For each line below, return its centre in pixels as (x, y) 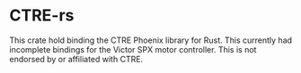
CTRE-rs (42, 16)
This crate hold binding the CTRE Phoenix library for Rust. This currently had (151, 40)
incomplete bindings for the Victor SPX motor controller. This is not (133, 49)
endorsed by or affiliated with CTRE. (76, 59)
